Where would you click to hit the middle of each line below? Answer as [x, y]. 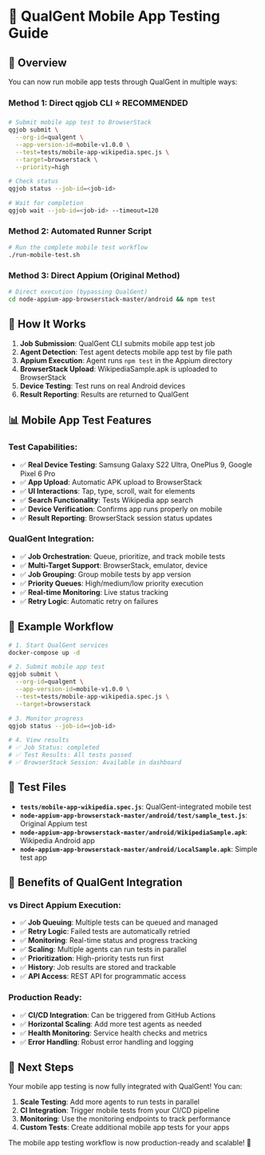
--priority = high [42, 167]
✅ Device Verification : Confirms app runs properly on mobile [121, 509]
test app [34, 857]
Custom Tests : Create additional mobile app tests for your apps [125, 1127]
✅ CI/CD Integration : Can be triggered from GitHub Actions [118, 1015]
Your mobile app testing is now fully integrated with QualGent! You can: [125, 1086]
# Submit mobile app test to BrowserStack [80, 123]
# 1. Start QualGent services [59, 645]
